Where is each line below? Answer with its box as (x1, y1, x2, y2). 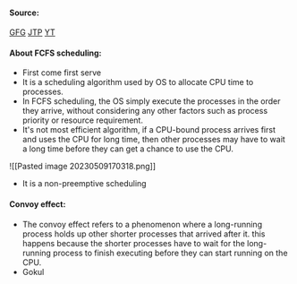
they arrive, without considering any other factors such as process (21, 106, 268, 116)
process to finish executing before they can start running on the (53, 247, 288, 258)
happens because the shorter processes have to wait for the (21, 237, 246, 248)
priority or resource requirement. (21, 115, 143, 125)
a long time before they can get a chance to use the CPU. (21, 143, 234, 154)
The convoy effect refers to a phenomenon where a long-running (21, 219, 262, 229)
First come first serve (21, 67, 101, 78)
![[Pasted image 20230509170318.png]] (9, 161, 157, 172)
